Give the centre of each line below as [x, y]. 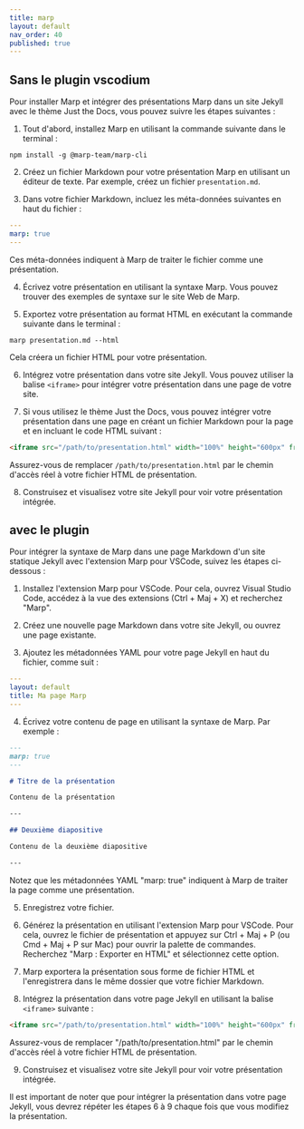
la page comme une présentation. [72, 890]
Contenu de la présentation [62, 798]
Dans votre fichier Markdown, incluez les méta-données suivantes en [152, 200]
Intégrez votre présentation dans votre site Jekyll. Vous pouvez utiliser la [158, 375]
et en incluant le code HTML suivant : [92, 431]
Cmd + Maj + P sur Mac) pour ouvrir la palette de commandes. [139, 944]
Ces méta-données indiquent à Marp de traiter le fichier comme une [137, 259]
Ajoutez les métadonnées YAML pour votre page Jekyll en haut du [146, 653]
